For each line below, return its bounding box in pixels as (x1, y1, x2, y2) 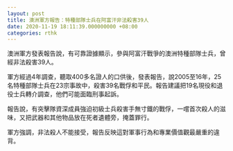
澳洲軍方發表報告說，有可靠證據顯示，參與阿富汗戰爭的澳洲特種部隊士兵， (7, 49, 220, 57)
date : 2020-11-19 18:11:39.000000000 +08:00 (7, 23, 138, 30)
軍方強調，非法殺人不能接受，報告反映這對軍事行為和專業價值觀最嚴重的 (7, 128, 214, 136)
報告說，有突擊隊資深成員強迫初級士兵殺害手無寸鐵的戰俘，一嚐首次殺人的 (7, 105, 220, 113)
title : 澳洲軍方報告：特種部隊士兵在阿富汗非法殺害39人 (7, 17, 149, 24)
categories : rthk (7, 29, 58, 37)
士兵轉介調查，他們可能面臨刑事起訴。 (12, 90, 123, 98)
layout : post (7, 10, 45, 17)
